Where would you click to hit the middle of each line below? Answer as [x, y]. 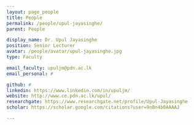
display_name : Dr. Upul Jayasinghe [52, 40]
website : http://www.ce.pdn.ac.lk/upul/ [59, 96]
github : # [19, 85]
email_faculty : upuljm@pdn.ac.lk [49, 68]
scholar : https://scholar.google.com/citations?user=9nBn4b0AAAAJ [93, 107]
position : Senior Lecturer [41, 46]
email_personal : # [30, 74]
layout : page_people [33, 12]
